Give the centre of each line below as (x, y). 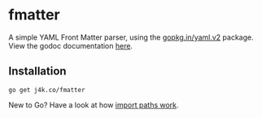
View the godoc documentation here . (70, 45)
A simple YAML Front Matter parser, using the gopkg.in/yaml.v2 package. (131, 37)
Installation (37, 72)
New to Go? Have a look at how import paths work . (94, 105)
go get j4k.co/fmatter (47, 90)
